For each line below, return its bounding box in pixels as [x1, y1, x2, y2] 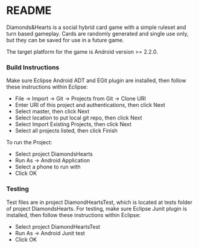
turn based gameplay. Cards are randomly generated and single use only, [6, 30, 189, 37]
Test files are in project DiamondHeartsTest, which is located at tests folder [6, 199, 193, 206]
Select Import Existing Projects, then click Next [14, 121, 131, 128]
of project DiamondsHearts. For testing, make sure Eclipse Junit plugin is [6, 205, 188, 212]
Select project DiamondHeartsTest [14, 223, 101, 230]
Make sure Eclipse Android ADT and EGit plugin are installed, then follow [6, 77, 186, 84]
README [6, 4, 52, 17]
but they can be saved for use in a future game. [6, 36, 125, 43]
